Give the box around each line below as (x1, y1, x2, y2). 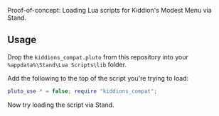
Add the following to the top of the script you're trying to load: (7, 74, 189, 82)
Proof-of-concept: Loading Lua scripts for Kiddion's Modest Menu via (7, 6, 212, 14)
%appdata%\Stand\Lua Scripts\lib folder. (7, 60, 127, 69)
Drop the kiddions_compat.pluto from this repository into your (7, 52, 188, 61)
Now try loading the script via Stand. (7, 100, 115, 109)
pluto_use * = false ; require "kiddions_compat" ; (7, 88, 158, 95)
